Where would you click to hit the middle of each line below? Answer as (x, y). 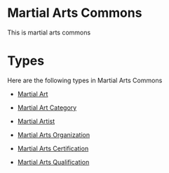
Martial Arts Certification (53, 148)
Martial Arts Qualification (53, 162)
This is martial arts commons (49, 32)
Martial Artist (36, 121)
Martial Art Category (47, 108)
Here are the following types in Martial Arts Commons (85, 80)
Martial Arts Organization (53, 134)
